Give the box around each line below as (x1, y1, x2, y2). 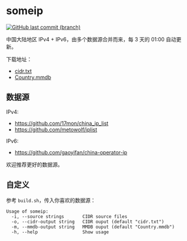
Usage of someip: (6, 208, 49, 214)
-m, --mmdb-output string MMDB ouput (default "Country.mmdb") (11, 224, 175, 230)
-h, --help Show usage (11, 229, 109, 235)
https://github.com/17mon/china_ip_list (14, 120, 109, 127)
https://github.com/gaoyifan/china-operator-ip (14, 148, 128, 156)
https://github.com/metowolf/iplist (14, 126, 98, 133)
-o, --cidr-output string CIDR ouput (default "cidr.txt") (11, 219, 165, 225)
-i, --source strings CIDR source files (11, 213, 128, 219)
